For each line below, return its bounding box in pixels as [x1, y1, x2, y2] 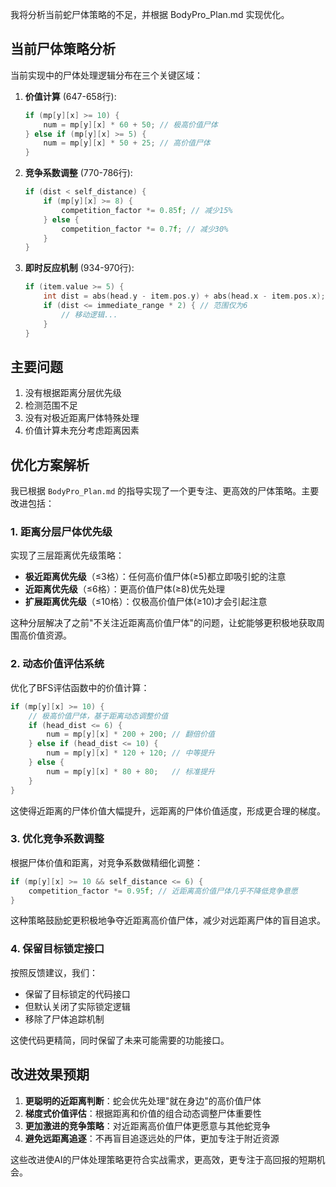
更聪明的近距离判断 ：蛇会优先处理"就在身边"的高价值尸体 [24, 1094, 262, 1107]
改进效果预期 [10, 1066, 90, 1083]
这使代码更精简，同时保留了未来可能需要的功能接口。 [10, 1034, 230, 1046]
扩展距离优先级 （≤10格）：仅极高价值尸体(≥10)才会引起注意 [24, 596, 268, 608]
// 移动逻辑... [61, 309, 118, 320]
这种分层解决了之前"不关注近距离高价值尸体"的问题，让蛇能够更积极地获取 [10, 617, 317, 629]
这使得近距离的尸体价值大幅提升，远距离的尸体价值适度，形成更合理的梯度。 [10, 804, 326, 817]
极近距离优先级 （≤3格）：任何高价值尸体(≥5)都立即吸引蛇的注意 [24, 571, 287, 583]
